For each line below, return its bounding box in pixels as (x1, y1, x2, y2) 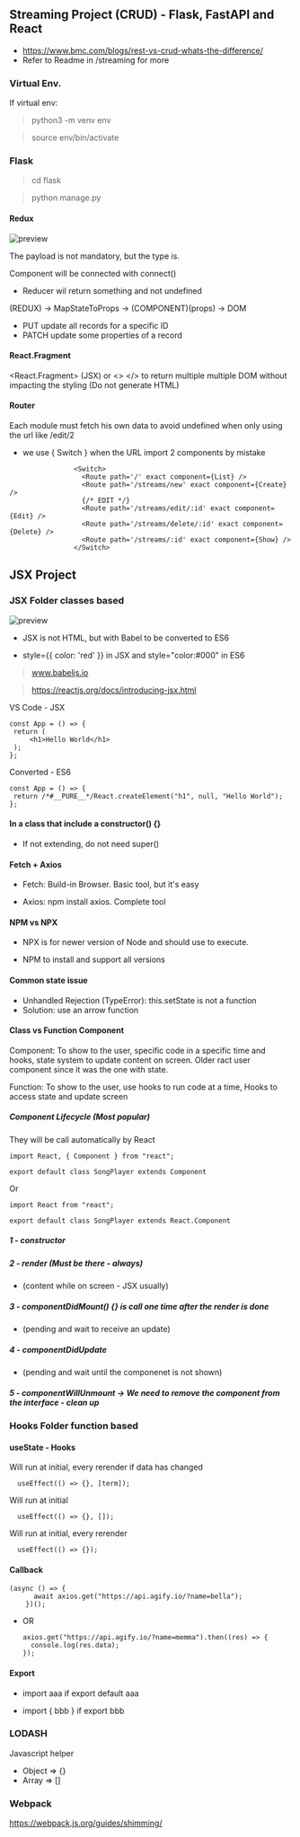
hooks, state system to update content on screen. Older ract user (9, 1055, 251, 1065)
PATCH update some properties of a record (22, 330, 182, 340)
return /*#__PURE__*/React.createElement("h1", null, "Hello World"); (13, 791, 283, 800)
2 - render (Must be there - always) (9, 1258, 144, 1268)
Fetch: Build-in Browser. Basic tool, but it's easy (22, 879, 199, 890)
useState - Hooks (9, 1442, 76, 1453)
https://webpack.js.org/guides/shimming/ (9, 1818, 163, 1829)
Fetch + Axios (9, 859, 63, 870)
